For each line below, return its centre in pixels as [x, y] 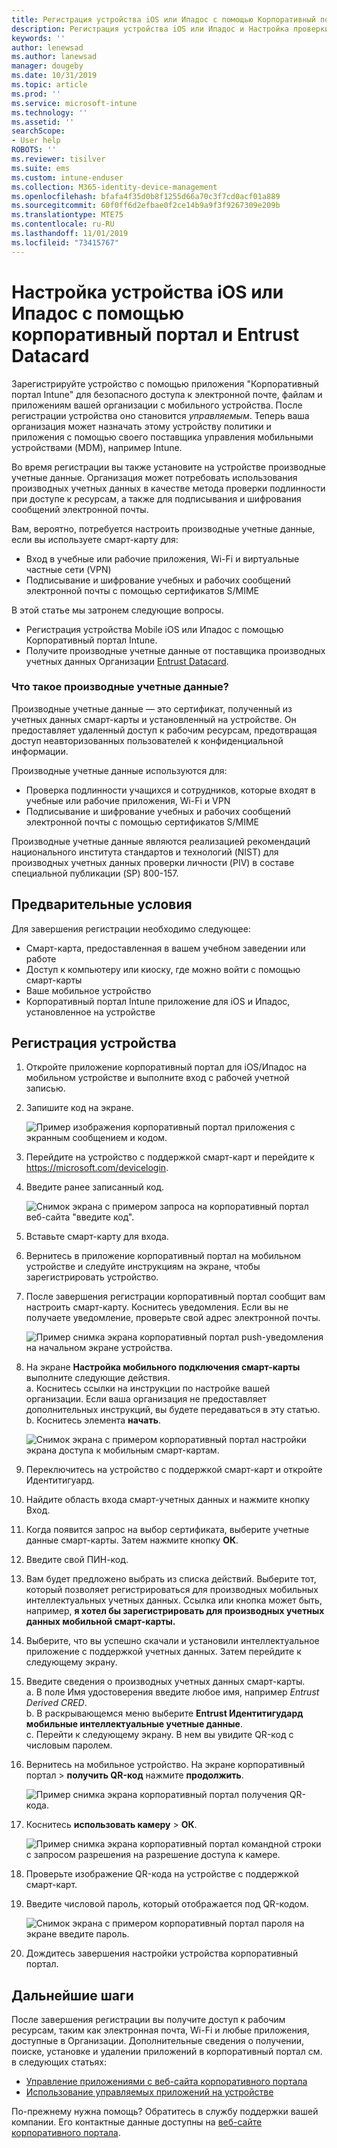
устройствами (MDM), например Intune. [97, 447]
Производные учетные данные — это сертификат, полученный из [152, 708]
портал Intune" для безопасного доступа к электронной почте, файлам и [167, 394]
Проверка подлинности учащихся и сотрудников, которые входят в [170, 790]
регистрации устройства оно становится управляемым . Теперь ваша [160, 415]
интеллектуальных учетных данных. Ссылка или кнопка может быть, [174, 1600]
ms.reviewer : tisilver [58, 159]
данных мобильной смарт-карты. [100, 1622]
